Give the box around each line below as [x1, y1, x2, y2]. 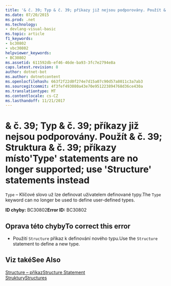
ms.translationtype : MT [5, 88, 56, 94]
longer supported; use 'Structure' [5, 164, 152, 175]
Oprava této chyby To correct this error [5, 221, 131, 231]
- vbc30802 [5, 46, 29, 51]
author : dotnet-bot [5, 70, 47, 75]
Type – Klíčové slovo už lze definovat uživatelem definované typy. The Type [5, 192, 161, 198]
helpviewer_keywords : [5, 50, 52, 55]
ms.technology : [5, 22, 38, 27]
